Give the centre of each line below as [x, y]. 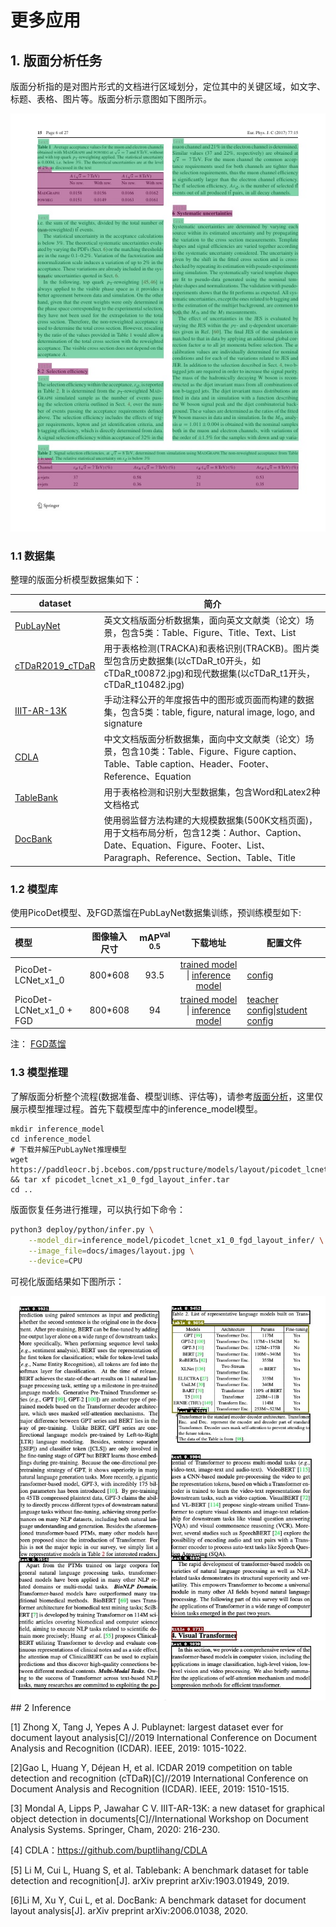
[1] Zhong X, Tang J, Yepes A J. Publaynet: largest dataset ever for [147, 1727]
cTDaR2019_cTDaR [55, 666]
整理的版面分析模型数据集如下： [76, 580]
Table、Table [130, 763]
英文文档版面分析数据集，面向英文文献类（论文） [204, 620]
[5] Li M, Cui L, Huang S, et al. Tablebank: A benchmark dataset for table [159, 1870]
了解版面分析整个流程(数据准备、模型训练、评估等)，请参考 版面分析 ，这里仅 [167, 1096]
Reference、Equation [147, 776]
